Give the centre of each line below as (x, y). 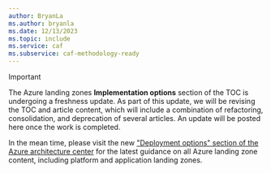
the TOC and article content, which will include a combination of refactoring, (136, 110)
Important (25, 77)
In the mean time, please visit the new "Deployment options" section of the (133, 143)
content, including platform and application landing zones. (105, 160)
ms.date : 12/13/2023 (43, 31)
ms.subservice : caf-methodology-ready (74, 54)
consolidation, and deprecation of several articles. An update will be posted (135, 118)
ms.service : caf (36, 46)
